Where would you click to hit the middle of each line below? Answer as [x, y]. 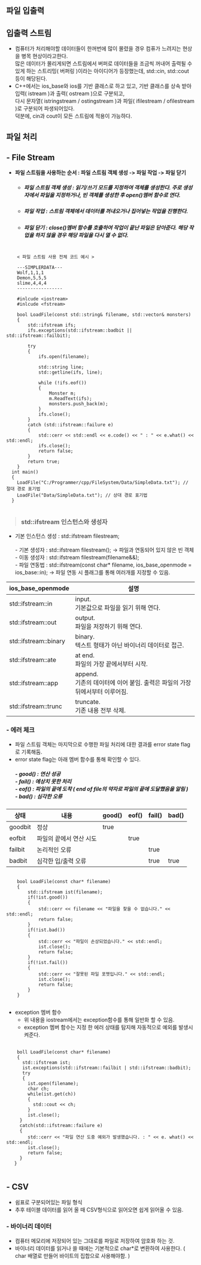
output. [85, 618]
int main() [25, 472]
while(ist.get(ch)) [52, 1094]
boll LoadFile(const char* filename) [64, 1052]
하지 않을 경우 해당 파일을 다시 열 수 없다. [82, 235]
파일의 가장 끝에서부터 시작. [112, 664]
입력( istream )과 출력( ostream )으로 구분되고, [70, 94]
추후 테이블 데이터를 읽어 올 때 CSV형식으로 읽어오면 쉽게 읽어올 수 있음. [99, 1209]
